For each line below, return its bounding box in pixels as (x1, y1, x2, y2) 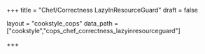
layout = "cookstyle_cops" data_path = (6, 19, 119, 27)
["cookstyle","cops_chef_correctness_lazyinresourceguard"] (6, 27, 181, 35)
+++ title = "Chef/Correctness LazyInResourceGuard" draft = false (6, 6, 199, 14)
